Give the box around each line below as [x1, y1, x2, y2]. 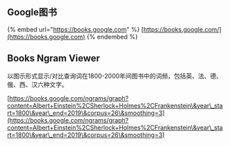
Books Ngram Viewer [7, 52, 100, 64]
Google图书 [7, 6, 57, 19]
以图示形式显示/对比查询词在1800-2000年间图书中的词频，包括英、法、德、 [7, 72, 223, 80]
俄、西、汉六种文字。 [7, 80, 68, 88]
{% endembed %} [86, 32, 138, 41]
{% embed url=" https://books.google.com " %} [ [7, 25, 144, 33]
